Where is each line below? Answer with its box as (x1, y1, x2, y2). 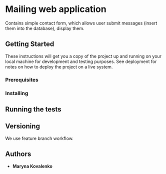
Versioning (5, 122, 40, 130)
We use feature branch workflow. (5, 135, 74, 141)
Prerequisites (5, 76, 38, 83)
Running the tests (5, 105, 61, 113)
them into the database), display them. (5, 25, 84, 31)
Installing (5, 89, 28, 96)
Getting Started (5, 40, 54, 48)
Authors (5, 150, 31, 158)
